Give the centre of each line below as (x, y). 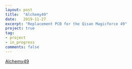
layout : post (19, 10)
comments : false (22, 47)
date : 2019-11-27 (26, 19)
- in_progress (20, 42)
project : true (20, 28)
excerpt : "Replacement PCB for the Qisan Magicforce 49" (66, 24)
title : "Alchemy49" (27, 14)
